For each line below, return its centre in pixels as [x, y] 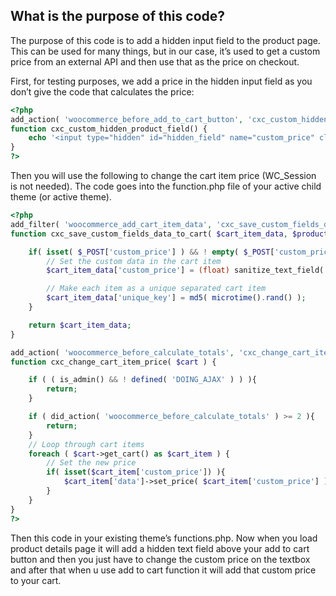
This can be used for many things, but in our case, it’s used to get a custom [165, 51]
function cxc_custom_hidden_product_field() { [109, 129]
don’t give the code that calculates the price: [102, 91]
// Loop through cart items [86, 444]
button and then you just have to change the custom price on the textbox [160, 559]
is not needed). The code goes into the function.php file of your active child [166, 186]
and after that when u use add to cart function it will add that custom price [163, 570]
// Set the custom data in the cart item [134, 261]
